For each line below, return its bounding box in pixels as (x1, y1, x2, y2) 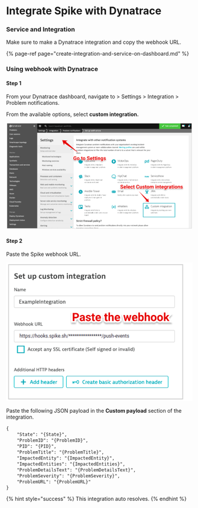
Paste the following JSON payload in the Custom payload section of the (6, 407, 182, 414)
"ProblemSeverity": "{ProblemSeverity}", (17, 473, 120, 479)
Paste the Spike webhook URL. (6, 250, 82, 258)
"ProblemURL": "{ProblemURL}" (17, 479, 92, 485)
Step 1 (6, 80, 22, 86)
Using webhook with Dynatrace (6, 65, 99, 73)
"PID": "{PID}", (17, 443, 57, 449)
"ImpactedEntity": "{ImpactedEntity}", (17, 455, 115, 461)
